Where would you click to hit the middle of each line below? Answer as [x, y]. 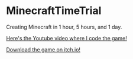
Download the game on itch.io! [43, 49]
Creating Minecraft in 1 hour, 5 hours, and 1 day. [64, 27]
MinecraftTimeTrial [54, 11]
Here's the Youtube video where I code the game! [66, 38]
